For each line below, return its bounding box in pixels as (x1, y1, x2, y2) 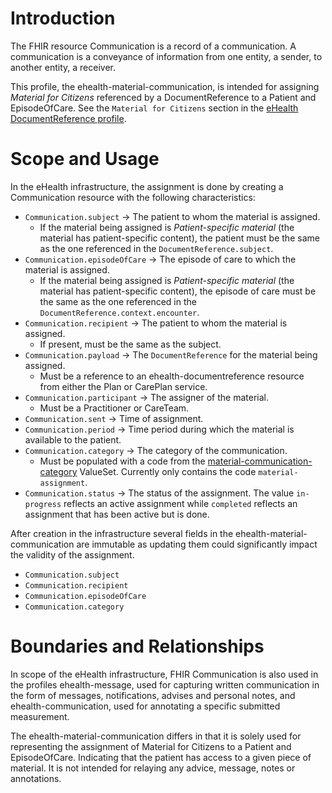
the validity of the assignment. (10, 548, 135, 561)
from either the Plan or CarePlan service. (39, 380, 208, 392)
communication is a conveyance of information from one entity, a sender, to (10, 50, 323, 62)
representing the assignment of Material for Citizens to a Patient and (10, 740, 292, 752)
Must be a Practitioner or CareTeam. (39, 402, 190, 414)
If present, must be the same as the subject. (39, 338, 222, 350)
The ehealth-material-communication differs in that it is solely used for (10, 730, 302, 742)
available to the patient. (24, 433, 122, 446)
